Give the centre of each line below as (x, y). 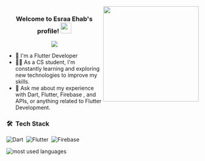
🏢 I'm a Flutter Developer (46, 56)
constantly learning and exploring (57, 69)
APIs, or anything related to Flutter (58, 101)
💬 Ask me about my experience (55, 88)
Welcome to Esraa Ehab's (54, 19)
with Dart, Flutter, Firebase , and (56, 95)
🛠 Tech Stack (28, 124)
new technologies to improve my (56, 75)
